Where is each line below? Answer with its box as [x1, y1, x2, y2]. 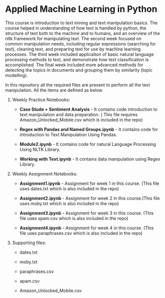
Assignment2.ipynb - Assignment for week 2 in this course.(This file [19, 195, 160, 201]
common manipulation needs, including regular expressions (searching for [5, 41, 156, 46]
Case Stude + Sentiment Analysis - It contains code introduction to [19, 106, 158, 112]
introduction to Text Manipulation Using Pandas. [19, 131, 117, 137]
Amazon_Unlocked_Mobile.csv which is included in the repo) [19, 117, 143, 123]
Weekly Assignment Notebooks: [12, 170, 78, 176]
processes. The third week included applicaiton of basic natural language [5, 51, 154, 57]
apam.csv [19, 278, 40, 284]
